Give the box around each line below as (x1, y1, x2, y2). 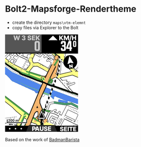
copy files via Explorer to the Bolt (12, 24, 79, 30)
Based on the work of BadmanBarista (5, 136, 80, 142)
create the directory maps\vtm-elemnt (12, 19, 86, 25)
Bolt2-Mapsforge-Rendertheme (5, 3, 137, 15)
